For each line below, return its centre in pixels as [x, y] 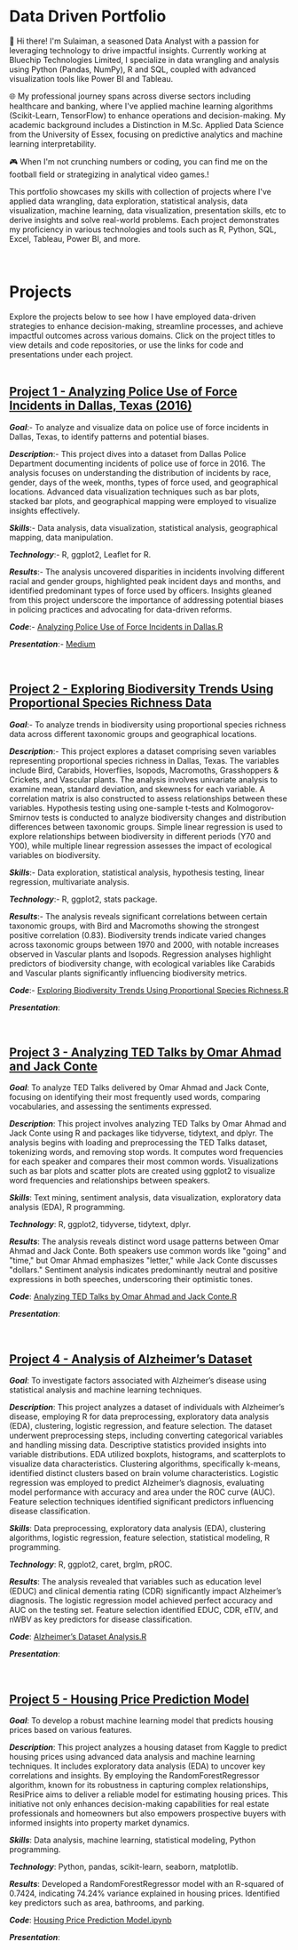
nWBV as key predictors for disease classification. [101, 1619]
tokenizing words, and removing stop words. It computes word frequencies [146, 1152]
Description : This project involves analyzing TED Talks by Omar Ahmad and [148, 1124]
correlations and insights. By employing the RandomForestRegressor [134, 1775]
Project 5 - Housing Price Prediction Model [129, 1699]
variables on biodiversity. [55, 855]
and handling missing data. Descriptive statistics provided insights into [138, 1445]
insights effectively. [45, 510]
